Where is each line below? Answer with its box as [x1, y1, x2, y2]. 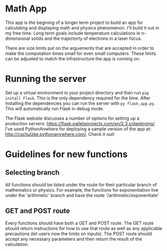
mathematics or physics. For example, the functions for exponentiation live [5, 187, 159, 193]
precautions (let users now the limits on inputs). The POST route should [5, 231, 152, 237]
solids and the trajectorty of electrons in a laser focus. [31, 35, 142, 41]
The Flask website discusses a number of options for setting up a [5, 115, 140, 121]
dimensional [5, 35, 30, 41]
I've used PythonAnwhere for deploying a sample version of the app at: [5, 126, 152, 132]
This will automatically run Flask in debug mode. [5, 105, 104, 111]
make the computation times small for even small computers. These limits [5, 50, 156, 56]
